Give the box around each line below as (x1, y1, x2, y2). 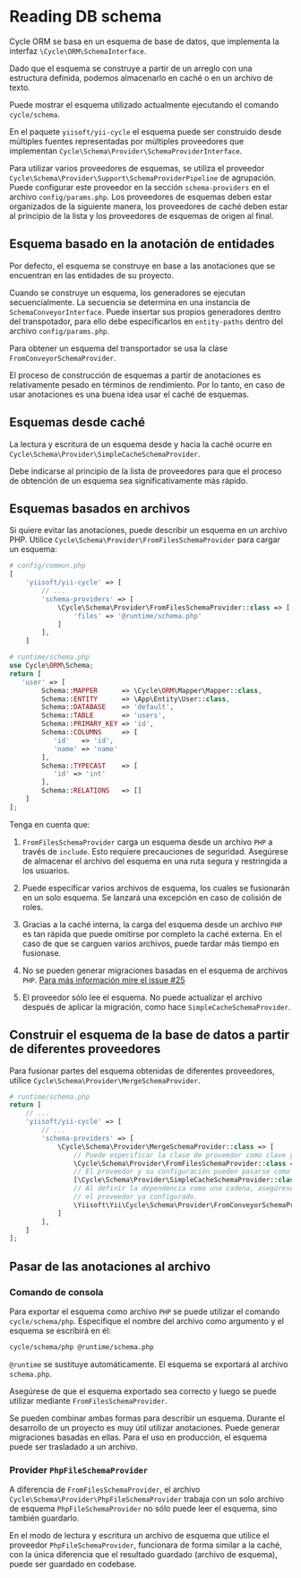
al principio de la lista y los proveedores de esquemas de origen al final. (9, 210, 274, 221)
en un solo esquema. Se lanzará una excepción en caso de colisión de (21, 891, 282, 903)
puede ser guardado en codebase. (9, 1559, 137, 1570)
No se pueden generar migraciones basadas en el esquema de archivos (21, 965, 288, 976)
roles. (21, 901, 44, 912)
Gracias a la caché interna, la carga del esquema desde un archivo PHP (21, 918, 283, 930)
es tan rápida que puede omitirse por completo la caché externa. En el (21, 928, 282, 939)
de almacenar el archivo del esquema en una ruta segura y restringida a (21, 855, 288, 866)
